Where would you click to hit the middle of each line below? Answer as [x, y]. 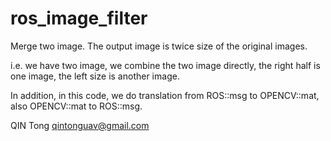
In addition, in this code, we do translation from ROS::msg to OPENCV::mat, [165, 95]
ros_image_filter [79, 18]
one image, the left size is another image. [95, 76]
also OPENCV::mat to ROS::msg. [76, 106]
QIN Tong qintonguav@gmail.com [80, 125]
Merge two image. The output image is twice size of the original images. [159, 46]
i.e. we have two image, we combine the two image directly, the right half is [165, 65]
